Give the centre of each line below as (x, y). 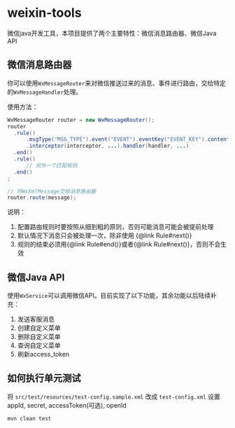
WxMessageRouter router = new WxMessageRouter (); (81, 120)
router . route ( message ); (42, 198)
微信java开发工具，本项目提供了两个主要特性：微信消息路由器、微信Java (112, 33)
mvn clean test (29, 418)
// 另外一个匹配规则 (51, 165)
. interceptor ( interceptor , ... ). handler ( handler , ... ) (107, 146)
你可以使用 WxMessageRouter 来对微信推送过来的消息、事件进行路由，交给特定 (116, 83)
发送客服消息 (36, 319)
